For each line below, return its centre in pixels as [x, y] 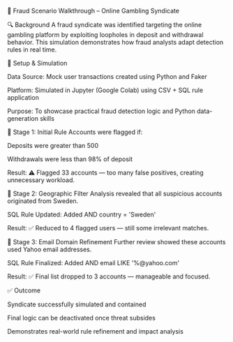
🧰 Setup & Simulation [37, 63]
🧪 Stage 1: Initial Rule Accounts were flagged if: [75, 132]
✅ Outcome [24, 290]
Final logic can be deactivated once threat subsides [81, 318]
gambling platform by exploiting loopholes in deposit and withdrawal [105, 35]
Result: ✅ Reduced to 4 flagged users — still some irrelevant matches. [108, 228]
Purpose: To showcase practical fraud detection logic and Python [101, 111]
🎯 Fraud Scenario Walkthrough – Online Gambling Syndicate [93, 11]
